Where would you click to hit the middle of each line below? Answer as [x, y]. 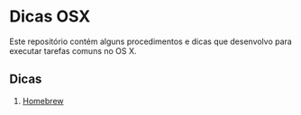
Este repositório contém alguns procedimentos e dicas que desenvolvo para [151, 41]
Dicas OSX [50, 17]
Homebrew [43, 101]
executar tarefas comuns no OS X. [73, 50]
